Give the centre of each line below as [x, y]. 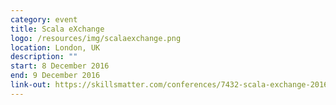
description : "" [44, 57]
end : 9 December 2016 [55, 76]
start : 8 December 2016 [60, 66]
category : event [44, 19]
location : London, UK [55, 47]
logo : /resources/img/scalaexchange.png [96, 38]
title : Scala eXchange [57, 29]
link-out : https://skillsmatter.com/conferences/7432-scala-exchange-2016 [169, 85]
